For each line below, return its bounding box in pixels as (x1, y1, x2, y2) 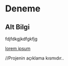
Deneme (5, 3, 41, 14)
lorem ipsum (5, 46, 31, 51)
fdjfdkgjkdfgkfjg (5, 36, 38, 42)
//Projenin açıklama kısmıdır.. (5, 55, 64, 61)
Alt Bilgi (5, 23, 30, 31)
